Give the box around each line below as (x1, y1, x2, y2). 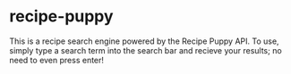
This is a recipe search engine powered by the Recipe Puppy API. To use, (9, 36, 279, 46)
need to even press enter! (9, 54, 105, 65)
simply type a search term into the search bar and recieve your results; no (9, 45, 282, 55)
